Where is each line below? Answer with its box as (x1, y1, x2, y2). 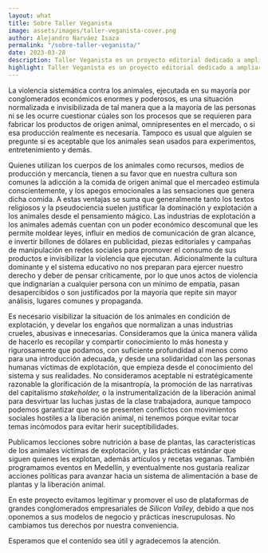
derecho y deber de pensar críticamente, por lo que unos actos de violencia (8, 271, 258, 280)
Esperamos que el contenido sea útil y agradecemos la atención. (8, 535, 221, 545)
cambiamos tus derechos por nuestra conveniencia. (8, 520, 179, 530)
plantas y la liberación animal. (8, 480, 106, 489)
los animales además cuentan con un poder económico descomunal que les (8, 219, 258, 229)
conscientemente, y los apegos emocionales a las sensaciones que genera (8, 185, 255, 196)
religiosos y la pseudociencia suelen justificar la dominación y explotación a (8, 203, 258, 212)
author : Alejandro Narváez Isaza (8, 34, 120, 42)
